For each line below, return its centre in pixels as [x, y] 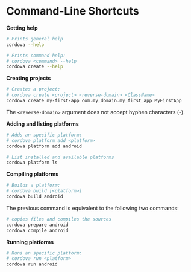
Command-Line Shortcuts [73, 11]
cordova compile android [37, 230]
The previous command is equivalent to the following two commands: [92, 208]
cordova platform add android [44, 146]
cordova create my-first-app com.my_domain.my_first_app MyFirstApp [94, 101]
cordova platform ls [32, 163]
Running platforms [30, 242]
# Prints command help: [36, 56]
